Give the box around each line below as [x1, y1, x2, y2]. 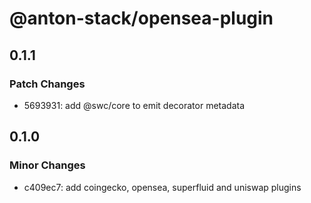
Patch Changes [9, 77, 86, 91]
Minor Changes [9, 158, 86, 172]
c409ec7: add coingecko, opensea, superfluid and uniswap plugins [23, 181, 302, 193]
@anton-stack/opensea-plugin [9, 7, 274, 30]
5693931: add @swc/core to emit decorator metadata [23, 99, 246, 111]
